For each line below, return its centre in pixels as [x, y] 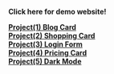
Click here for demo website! [57, 12]
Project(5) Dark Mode [45, 61]
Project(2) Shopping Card [52, 36]
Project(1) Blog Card [42, 27]
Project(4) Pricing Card [48, 53]
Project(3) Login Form [45, 44]
